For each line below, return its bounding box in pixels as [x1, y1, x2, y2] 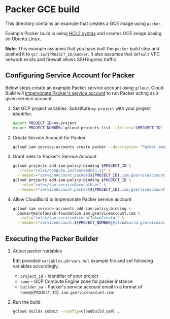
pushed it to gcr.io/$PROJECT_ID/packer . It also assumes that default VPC [5, 51, 160, 57]
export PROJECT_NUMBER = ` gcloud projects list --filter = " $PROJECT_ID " [12, 125, 163, 130]
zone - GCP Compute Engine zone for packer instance [20, 278, 133, 284]
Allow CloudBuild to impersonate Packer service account [12, 196, 132, 202]
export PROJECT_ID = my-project [12, 121, 77, 126]
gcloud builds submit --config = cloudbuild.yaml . [12, 309, 120, 314]
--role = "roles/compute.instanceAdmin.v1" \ [17, 168, 111, 173]
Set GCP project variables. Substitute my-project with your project [12, 105, 151, 111]
